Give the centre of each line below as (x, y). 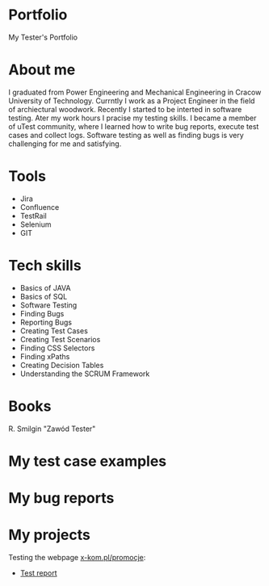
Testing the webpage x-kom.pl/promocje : (77, 557)
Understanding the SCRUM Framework (85, 374)
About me (42, 70)
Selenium (36, 224)
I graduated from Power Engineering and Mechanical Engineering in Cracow (135, 92)
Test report (39, 573)
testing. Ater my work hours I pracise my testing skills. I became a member (132, 118)
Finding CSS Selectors (57, 348)
